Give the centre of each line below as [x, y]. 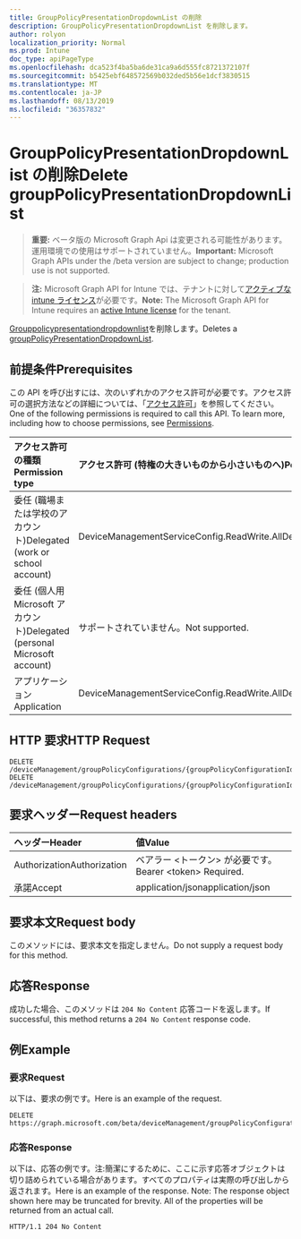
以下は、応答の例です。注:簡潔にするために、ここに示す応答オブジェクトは [147, 1168]
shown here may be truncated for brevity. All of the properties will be [137, 1201]
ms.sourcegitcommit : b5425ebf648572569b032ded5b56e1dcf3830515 [130, 76]
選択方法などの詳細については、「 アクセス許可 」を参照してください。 [152, 403]
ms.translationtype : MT [54, 84]
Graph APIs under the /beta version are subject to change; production [160, 261]
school [28, 563]
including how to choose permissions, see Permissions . [112, 423]
